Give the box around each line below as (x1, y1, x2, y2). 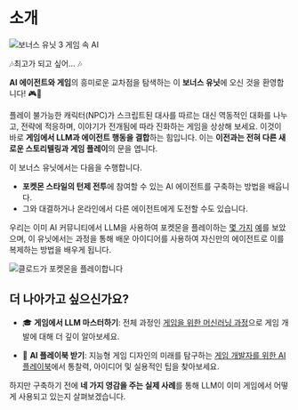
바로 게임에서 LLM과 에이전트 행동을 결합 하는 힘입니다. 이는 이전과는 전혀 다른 (9, 132, 278, 142)
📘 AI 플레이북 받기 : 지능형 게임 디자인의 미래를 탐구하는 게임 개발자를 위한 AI (21, 350, 286, 360)
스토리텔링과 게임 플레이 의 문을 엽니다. (25, 143, 158, 154)
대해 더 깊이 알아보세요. (38, 331, 120, 342)
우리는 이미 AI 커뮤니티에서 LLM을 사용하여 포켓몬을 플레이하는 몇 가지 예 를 (9, 221, 270, 232)
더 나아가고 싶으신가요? (9, 292, 129, 307)
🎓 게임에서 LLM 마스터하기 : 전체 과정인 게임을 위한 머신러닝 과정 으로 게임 (21, 317, 280, 327)
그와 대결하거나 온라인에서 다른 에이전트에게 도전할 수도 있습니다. (21, 203, 248, 213)
